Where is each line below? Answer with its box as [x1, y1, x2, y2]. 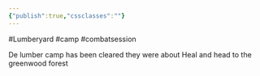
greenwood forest [8, 58, 69, 68]
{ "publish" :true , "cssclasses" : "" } [8, 11, 126, 20]
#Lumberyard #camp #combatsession [8, 34, 136, 44]
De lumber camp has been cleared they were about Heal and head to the [8, 49, 252, 59]
